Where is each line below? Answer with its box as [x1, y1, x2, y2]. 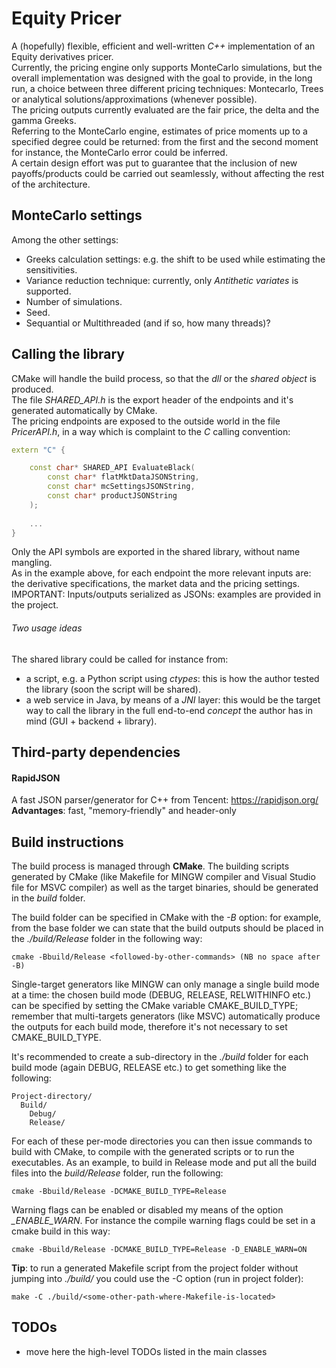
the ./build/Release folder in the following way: [11, 933, 203, 945]
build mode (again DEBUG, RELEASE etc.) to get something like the [11, 1062, 287, 1074]
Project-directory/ [11, 1092, 93, 1102]
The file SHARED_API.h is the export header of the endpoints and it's [11, 393, 294, 406]
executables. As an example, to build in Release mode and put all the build [11, 1157, 317, 1169]
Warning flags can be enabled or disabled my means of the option [11, 1204, 284, 1216]
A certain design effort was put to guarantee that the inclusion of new [11, 157, 298, 169]
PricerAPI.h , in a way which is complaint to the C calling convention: [11, 425, 291, 437]
